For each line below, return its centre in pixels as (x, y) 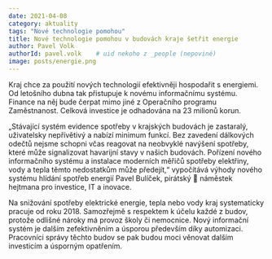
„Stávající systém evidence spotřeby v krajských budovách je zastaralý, (128, 126)
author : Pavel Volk (42, 46)
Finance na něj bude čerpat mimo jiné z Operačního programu (113, 102)
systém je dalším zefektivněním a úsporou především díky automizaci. (126, 228)
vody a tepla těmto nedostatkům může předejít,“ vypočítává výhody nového (136, 169)
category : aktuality (44, 24)
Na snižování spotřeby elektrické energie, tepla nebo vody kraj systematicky (136, 202)
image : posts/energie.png (52, 62)
